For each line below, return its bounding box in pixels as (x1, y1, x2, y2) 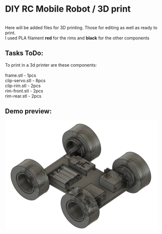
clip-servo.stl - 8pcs (5, 77, 46, 83)
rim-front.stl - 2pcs (5, 88, 44, 93)
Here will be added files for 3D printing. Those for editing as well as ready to (5, 24, 158, 30)
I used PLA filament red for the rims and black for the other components (5, 35, 149, 41)
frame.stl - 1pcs (5, 72, 36, 78)
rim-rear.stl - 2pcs (5, 93, 42, 99)
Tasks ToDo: (5, 49, 44, 57)
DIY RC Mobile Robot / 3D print (5, 3, 131, 15)
